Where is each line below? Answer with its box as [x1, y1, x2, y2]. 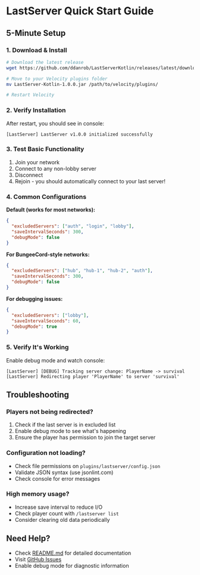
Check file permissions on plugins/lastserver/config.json [14, 462, 161, 469]
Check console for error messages [14, 475, 100, 482]
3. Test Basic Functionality [6, 145, 85, 153]
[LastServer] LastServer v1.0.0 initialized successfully [6, 131, 153, 137]
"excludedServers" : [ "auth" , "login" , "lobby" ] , [11, 223, 135, 229]
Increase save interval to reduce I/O [14, 503, 103, 511]
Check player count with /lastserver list [14, 509, 119, 517]
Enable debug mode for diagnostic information [14, 562, 129, 569]
